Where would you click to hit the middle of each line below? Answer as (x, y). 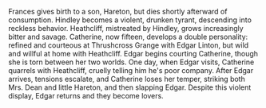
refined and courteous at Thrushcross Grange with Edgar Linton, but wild (129, 45)
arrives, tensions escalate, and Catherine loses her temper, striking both (127, 79)
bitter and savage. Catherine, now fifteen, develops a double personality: (128, 37)
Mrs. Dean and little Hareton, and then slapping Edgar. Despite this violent (130, 87)
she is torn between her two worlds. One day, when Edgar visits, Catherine (131, 62)
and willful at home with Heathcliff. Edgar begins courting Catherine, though (133, 54)
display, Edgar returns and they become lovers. (86, 96)
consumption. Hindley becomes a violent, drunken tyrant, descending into (130, 20)
